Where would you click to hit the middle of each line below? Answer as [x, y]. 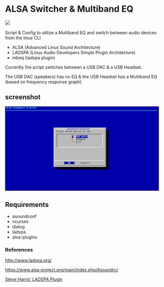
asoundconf [24, 216]
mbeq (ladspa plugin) [33, 58]
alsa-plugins [25, 237]
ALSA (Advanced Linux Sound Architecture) [56, 47]
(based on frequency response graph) [43, 82]
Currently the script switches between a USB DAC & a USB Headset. [74, 67]
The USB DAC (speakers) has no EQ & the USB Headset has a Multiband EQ [81, 76]
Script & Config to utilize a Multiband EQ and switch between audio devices [81, 32]
